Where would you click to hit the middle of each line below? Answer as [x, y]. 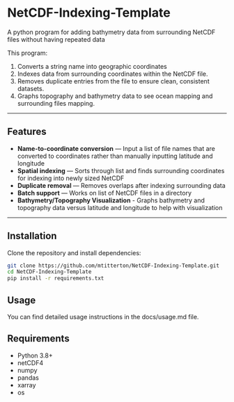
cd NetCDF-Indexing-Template [49, 272]
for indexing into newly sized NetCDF [71, 178]
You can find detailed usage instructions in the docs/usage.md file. [103, 317]
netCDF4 [30, 362]
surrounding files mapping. [56, 103]
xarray [26, 385]
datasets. [31, 88]
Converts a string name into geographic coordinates [92, 66]
